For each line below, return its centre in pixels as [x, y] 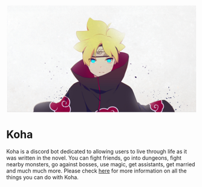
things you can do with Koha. [42, 177]
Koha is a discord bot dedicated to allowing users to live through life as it [97, 152]
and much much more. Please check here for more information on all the [96, 171]
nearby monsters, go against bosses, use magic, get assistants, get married [101, 165]
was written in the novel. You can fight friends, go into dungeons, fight [94, 158]
